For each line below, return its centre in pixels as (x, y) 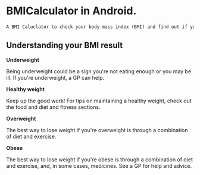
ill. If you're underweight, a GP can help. (55, 77)
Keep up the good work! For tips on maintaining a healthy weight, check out (99, 101)
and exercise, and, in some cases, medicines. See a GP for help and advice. (99, 165)
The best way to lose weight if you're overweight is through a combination (97, 130)
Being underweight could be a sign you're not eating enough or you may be (99, 71)
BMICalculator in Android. (71, 11)
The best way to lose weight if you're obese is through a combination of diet (100, 160)
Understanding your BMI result (65, 46)
